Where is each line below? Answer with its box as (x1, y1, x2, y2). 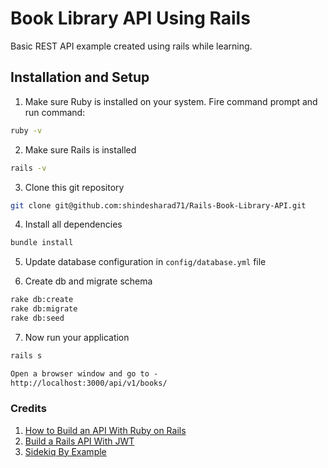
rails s (10, 350, 43, 361)
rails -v (10, 163, 47, 173)
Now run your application (24, 331, 130, 343)
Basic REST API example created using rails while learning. (10, 40, 253, 52)
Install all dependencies (24, 218, 123, 231)
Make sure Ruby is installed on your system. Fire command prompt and (24, 95, 318, 107)
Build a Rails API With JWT (24, 435, 135, 447)
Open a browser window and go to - (10, 368, 159, 379)
